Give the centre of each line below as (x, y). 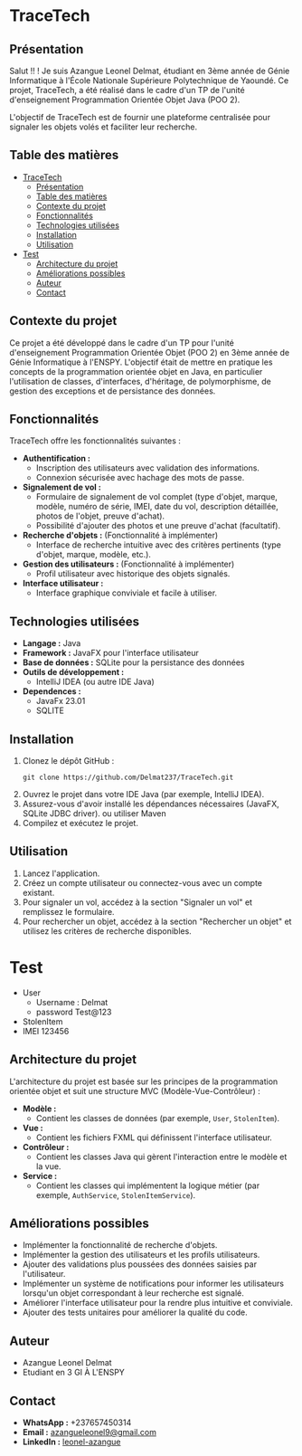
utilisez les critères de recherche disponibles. (107, 931)
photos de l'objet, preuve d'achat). (100, 516)
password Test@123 (74, 1012)
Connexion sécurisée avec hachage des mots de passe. (140, 478)
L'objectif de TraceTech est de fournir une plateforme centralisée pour (140, 117)
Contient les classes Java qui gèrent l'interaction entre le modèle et (161, 1156)
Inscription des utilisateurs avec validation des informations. (148, 468)
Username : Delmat (72, 1002)
